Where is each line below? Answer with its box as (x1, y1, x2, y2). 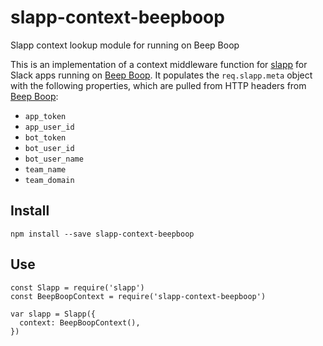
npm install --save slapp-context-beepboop (10, 229, 195, 239)
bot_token (24, 132, 67, 143)
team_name (24, 164, 67, 175)
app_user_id (24, 122, 75, 132)
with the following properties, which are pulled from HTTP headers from (10, 79, 307, 91)
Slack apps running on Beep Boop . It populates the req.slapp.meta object (10, 69, 313, 81)
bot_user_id (24, 143, 75, 153)
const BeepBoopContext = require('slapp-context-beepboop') (10, 291, 267, 301)
